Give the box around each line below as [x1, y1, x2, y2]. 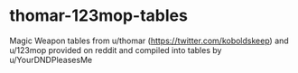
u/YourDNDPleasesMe [9, 54, 93, 65]
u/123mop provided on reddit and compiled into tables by [9, 44, 222, 55]
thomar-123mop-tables [9, 5, 188, 26]
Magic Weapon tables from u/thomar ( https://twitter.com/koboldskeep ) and [9, 35, 289, 46]
